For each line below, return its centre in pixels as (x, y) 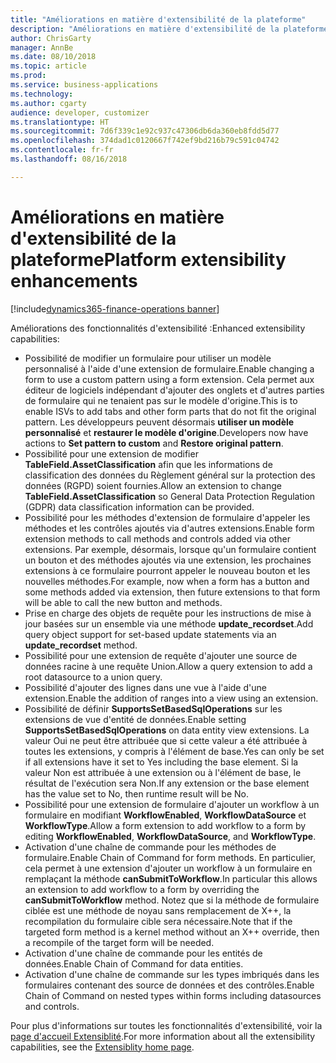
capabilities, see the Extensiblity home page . (102, 1047)
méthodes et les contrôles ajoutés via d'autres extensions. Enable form (169, 528)
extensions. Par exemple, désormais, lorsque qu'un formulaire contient (170, 549)
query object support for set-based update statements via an (150, 634)
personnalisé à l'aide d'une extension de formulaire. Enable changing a (169, 368)
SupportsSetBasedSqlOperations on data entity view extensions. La (167, 730)
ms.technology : (42, 94)
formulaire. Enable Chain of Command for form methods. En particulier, (170, 857)
